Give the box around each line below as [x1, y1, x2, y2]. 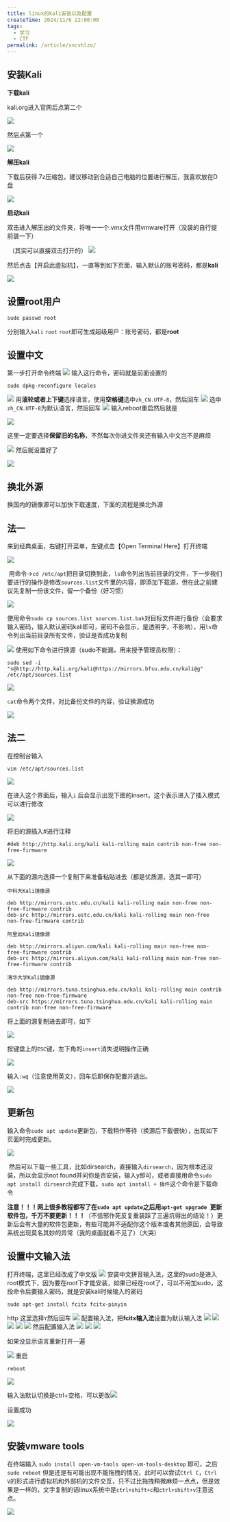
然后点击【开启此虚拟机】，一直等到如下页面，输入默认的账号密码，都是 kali [7, 261, 218, 269]
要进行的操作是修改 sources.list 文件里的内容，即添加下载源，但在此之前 [7, 578, 212, 587]
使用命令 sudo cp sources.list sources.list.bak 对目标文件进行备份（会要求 [7, 614, 222, 622]
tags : [7, 23, 23, 30]
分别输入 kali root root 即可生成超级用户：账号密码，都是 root [7, 327, 179, 336]
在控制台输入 [7, 751, 43, 760]
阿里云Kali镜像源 [7, 930, 50, 937]
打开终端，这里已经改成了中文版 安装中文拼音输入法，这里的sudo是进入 [7, 1270, 218, 1278]
